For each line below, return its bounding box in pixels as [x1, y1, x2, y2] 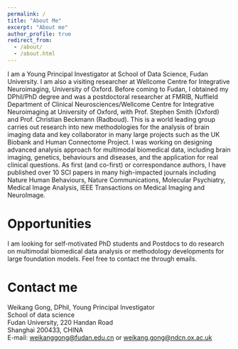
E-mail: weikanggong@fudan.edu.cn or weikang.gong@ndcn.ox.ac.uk [7, 333, 212, 342]
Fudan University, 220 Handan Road [7, 318, 114, 326]
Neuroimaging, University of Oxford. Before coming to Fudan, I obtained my [7, 85, 229, 93]
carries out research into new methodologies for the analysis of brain [7, 123, 210, 131]
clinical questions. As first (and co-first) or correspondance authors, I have [7, 160, 226, 169]
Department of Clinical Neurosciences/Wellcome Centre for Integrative [7, 100, 215, 108]
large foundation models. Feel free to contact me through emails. [7, 254, 198, 263]
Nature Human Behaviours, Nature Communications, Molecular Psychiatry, [7, 175, 226, 184]
